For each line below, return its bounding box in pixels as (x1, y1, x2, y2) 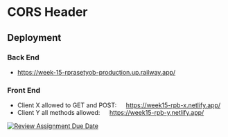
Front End (7, 85, 41, 95)
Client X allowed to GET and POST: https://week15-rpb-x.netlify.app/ (17, 101, 221, 109)
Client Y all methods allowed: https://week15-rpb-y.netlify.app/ (17, 109, 204, 117)
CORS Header (7, 4, 88, 20)
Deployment (7, 32, 62, 44)
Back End (7, 53, 40, 62)
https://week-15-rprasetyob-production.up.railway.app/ (17, 68, 176, 76)
